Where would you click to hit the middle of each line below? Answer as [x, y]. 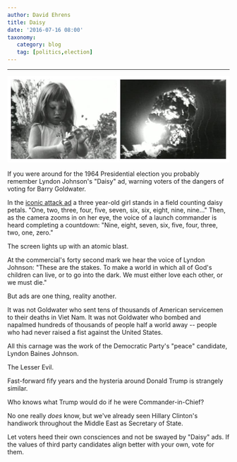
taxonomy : [22, 37]
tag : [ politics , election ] [55, 52]
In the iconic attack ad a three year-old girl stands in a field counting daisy [115, 202]
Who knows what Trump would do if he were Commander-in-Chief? [106, 402]
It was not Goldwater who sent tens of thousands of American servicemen [115, 309]
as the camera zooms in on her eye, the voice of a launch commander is [112, 217]
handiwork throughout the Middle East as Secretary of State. [95, 423]
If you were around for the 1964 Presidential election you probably [103, 174]
